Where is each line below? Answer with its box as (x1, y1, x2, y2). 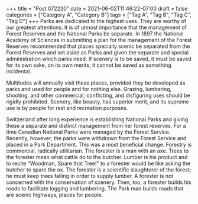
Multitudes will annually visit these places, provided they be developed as (6, 79, 186, 86)
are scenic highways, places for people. (6, 192, 103, 198)
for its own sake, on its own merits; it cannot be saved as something (6, 61, 171, 69)
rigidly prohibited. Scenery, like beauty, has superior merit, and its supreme (6, 98, 189, 105)
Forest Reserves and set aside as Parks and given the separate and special (6, 49, 189, 56)
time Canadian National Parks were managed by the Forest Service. (6, 128, 171, 135)
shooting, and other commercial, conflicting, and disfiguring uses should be (6, 92, 190, 99)
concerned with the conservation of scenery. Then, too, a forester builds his (6, 179, 191, 186)
